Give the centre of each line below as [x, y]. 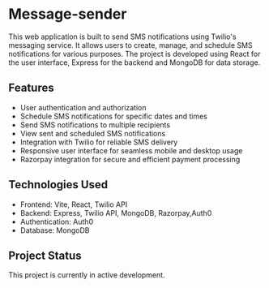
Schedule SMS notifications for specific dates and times [114, 116]
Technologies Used [58, 185]
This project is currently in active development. [87, 275]
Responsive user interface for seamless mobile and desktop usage [131, 150]
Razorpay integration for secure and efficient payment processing [130, 159]
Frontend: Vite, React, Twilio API [74, 204]
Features [31, 88]
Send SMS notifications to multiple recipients [95, 125]
